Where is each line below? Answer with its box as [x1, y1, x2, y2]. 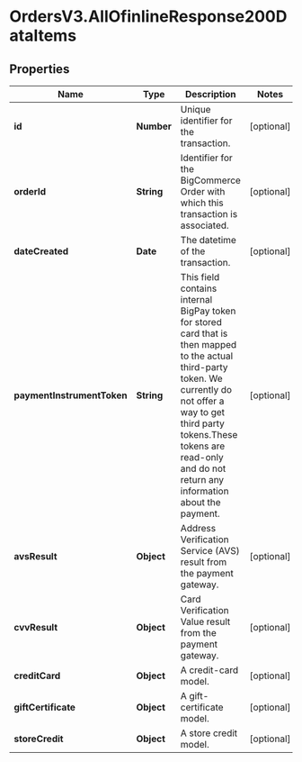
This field [180, 271, 220, 283]
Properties [9, 61, 70, 77]
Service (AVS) [180, 545, 240, 557]
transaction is [180, 208, 238, 220]
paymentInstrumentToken [13, 389, 128, 402]
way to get [180, 406, 226, 418]
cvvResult [13, 621, 58, 633]
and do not [180, 462, 226, 475]
